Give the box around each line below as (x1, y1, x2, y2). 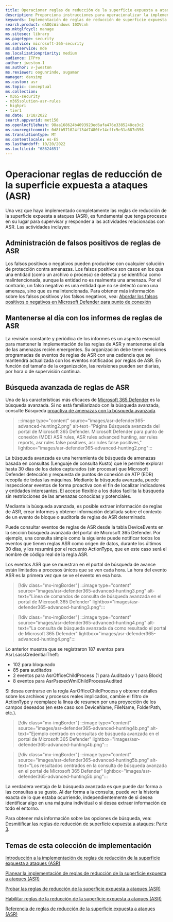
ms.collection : (5, 89, 38, 94)
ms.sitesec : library (5, 31, 50, 37)
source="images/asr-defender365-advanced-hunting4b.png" (18, 725, 149, 732)
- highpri (5, 103, 27, 109)
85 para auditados (12, 667, 52, 673)
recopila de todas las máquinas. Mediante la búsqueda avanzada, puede (5, 477, 159, 483)
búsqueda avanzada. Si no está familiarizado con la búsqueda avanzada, (5, 402, 160, 408)
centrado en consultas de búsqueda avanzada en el (49, 730, 160, 737)
